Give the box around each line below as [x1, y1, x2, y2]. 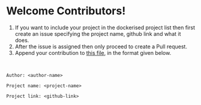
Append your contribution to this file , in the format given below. [14, 49, 172, 56]
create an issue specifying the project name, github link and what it [14, 30, 181, 37]
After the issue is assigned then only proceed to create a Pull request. [14, 43, 188, 50]
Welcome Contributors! [6, 4, 126, 18]
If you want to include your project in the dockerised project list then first [14, 24, 196, 31]
